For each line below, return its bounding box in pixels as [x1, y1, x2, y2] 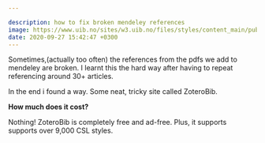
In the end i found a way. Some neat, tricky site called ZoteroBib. [8, 87, 218, 96]
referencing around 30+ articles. [8, 72, 114, 81]
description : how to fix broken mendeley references [8, 18, 185, 26]
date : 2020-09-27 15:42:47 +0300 [8, 33, 118, 41]
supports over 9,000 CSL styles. [8, 126, 114, 135]
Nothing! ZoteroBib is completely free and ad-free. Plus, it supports [8, 118, 227, 127]
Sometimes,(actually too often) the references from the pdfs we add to [8, 55, 238, 64]
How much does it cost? [8, 102, 89, 111]
